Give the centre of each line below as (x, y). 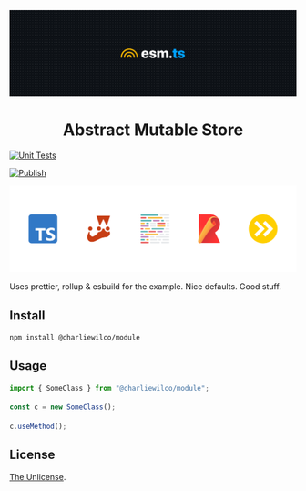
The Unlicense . (38, 476)
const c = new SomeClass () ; (63, 407)
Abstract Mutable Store (153, 130)
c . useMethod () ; (38, 427)
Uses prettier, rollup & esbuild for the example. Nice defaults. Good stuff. (146, 287)
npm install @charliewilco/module (75, 337)
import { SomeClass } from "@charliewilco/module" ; (109, 388)
